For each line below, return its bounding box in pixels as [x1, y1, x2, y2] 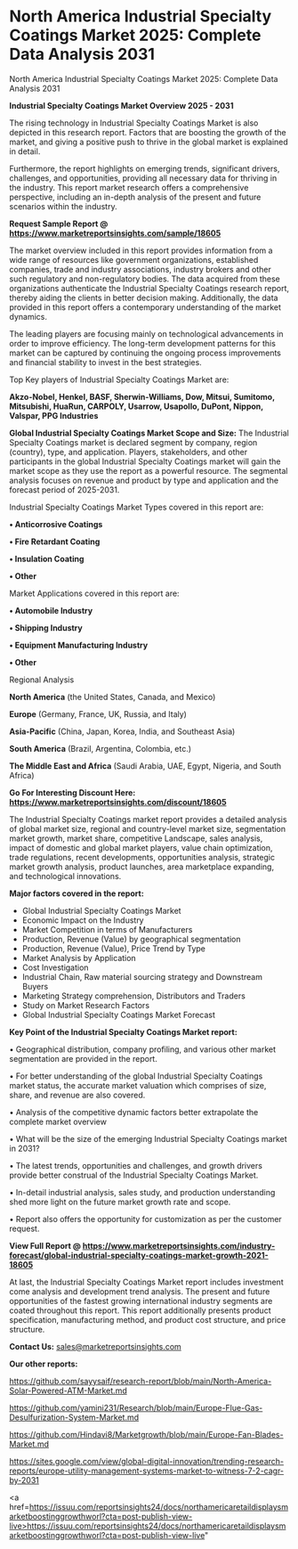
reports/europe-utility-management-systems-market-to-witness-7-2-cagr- [9, 1465, 285, 1476]
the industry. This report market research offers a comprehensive [9, 182, 249, 192]
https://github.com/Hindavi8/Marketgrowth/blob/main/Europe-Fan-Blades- [9, 1429, 284, 1439]
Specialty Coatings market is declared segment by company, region [9, 436, 258, 447]
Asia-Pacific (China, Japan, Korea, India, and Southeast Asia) [9, 726, 236, 737]
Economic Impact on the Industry [21, 915, 144, 925]
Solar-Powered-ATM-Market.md [9, 1385, 127, 1396]
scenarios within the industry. [9, 200, 117, 211]
